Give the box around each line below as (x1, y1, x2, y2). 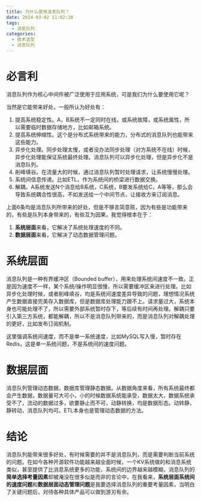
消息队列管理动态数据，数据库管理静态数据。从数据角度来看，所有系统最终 (6, 384, 190, 392)
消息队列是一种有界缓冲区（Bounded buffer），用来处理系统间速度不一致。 (6, 275, 190, 282)
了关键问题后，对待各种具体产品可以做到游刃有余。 (6, 488, 132, 495)
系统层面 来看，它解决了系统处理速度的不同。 (14, 224, 126, 231)
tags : (6, 20, 20, 26)
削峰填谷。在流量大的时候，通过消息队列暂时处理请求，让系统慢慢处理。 (14, 168, 193, 175)
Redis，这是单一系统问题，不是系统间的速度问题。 (6, 340, 130, 347)
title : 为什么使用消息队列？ (6, 8, 70, 15)
